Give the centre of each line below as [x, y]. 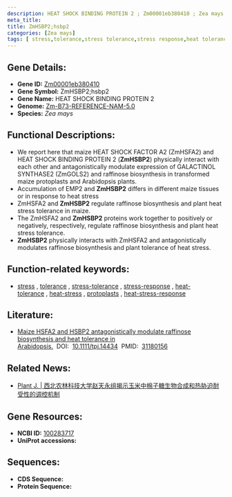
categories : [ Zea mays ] [41, 33]
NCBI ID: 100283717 [46, 433]
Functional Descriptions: [61, 135]
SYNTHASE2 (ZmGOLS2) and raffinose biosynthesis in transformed [113, 174]
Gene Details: [37, 67]
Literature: [30, 315]
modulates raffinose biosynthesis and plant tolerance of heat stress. [114, 247]
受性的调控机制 [38, 395]
